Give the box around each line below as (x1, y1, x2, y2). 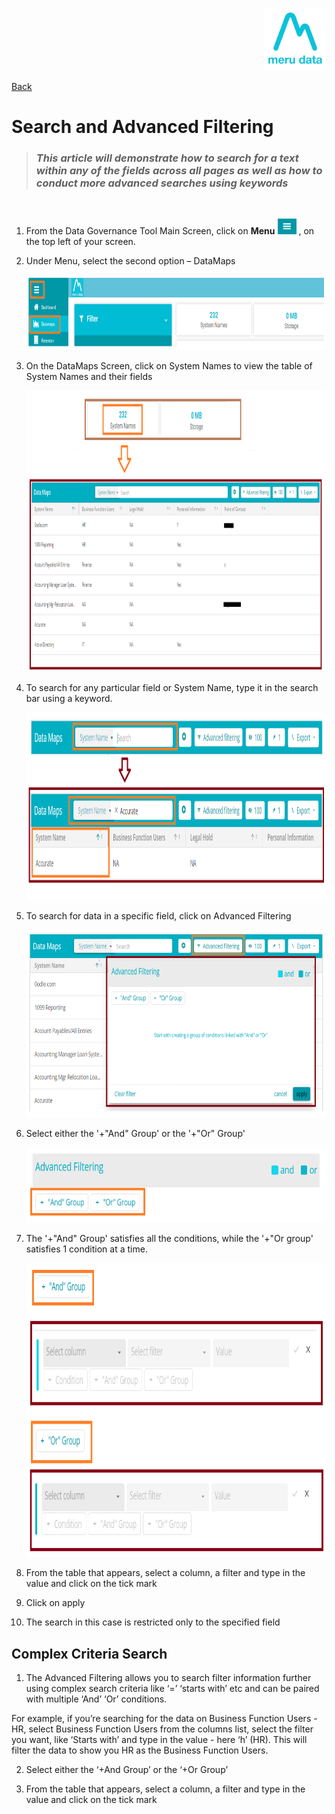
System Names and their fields (25, 371, 153, 383)
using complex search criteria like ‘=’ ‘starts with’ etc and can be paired (25, 1683, 320, 1695)
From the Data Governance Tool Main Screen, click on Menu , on (25, 225, 315, 237)
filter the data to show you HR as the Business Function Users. (11, 1744, 269, 1757)
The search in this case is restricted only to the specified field (25, 1616, 281, 1628)
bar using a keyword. (25, 693, 113, 705)
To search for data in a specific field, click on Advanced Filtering (25, 910, 292, 922)
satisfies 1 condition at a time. (25, 1243, 148, 1255)
